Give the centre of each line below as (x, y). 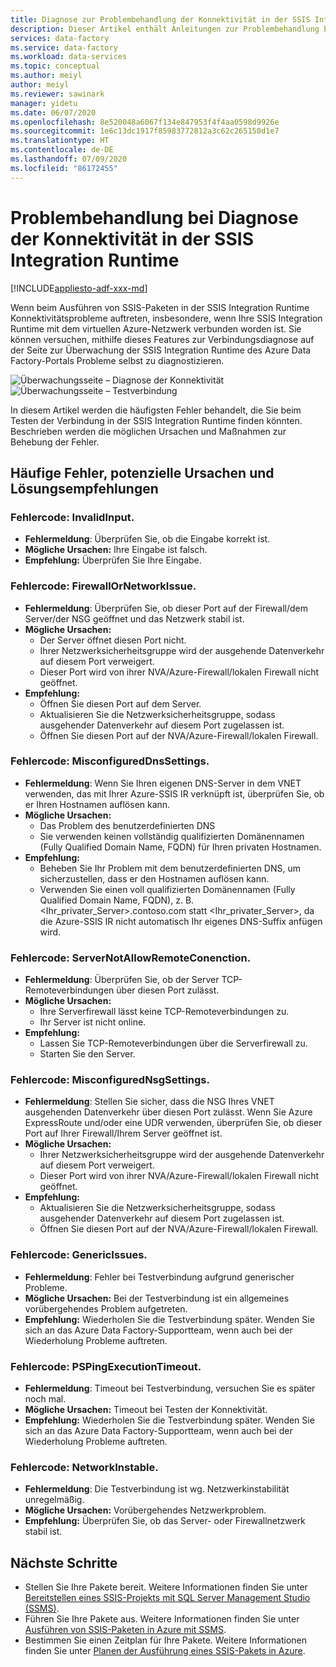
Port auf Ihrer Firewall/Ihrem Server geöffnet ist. (123, 1133)
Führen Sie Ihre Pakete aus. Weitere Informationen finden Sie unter (162, 1619)
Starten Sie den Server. (87, 1054)
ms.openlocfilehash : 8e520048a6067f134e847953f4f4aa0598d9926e (145, 122)
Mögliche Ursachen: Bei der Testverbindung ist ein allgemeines (157, 1298)
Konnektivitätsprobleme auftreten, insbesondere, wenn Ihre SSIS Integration (166, 318)
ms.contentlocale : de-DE (62, 150)
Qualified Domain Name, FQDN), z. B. (117, 900)
